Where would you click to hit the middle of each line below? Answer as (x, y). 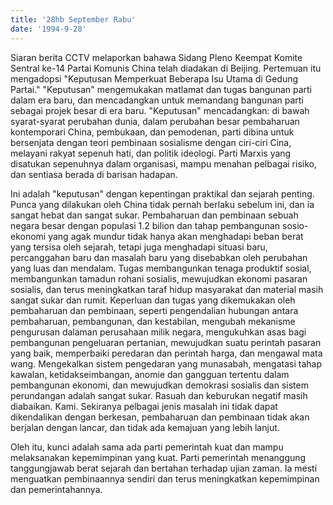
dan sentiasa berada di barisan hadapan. (94, 174)
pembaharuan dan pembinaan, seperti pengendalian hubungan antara (154, 310)
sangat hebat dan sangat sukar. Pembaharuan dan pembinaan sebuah (154, 215)
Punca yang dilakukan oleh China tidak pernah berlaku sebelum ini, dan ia (162, 204)
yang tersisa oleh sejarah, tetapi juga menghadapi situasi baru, (139, 247)
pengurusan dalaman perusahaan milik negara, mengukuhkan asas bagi (158, 332)
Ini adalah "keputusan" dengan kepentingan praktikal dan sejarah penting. (162, 193)
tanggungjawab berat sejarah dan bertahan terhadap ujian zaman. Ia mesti (164, 468)
